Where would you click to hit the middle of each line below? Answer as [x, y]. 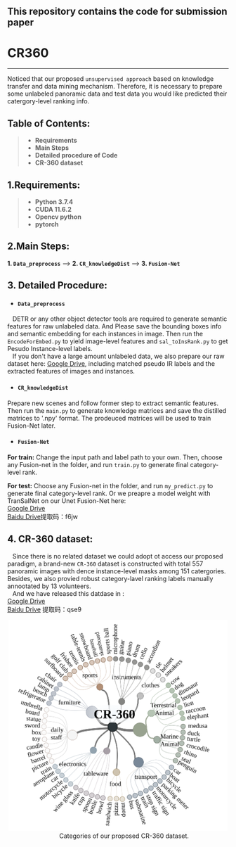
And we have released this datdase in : [68, 593]
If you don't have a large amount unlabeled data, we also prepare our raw [118, 356]
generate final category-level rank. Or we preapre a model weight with [109, 493]
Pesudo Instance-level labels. [50, 349]
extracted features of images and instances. [71, 371]
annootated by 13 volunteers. [49, 586]
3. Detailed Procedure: [57, 285]
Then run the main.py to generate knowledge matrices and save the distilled [117, 410]
